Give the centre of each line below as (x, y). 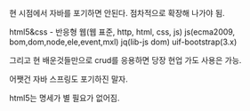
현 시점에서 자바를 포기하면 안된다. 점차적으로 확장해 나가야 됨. (117, 13)
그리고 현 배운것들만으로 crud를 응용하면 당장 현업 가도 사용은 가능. (125, 60)
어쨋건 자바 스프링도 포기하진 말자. (69, 79)
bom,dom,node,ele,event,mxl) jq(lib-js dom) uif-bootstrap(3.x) (123, 42)
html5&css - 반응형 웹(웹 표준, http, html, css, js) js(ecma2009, (122, 32)
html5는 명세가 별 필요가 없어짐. (65, 98)
